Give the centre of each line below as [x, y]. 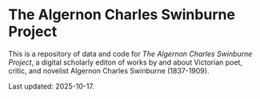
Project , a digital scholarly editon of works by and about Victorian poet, [125, 62]
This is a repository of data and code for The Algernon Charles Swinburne [130, 53]
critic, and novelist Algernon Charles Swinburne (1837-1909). [109, 70]
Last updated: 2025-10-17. [51, 86]
